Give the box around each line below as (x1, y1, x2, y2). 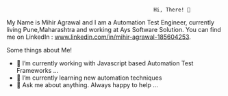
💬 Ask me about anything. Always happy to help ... (16, 81, 159, 89)
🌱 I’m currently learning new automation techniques (16, 74, 162, 82)
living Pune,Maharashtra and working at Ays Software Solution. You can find (6, 26, 222, 33)
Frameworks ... (16, 67, 59, 74)
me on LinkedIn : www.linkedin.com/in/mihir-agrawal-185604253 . (6, 33, 191, 41)
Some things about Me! (6, 46, 73, 54)
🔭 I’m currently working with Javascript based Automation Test (16, 59, 194, 67)
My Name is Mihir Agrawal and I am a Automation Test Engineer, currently (6, 18, 215, 27)
